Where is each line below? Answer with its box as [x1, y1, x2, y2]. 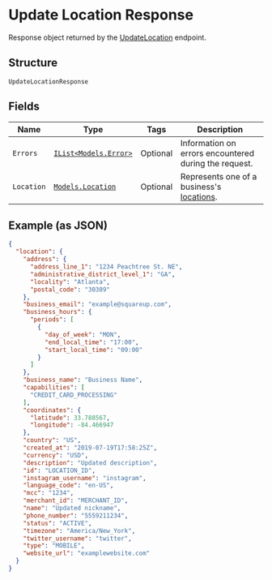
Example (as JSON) [8, 218, 108, 232]
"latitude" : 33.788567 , [29, 414, 111, 422]
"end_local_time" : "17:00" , [44, 338, 139, 346]
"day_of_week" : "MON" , [44, 330, 121, 338]
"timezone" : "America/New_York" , [23, 526, 136, 535]
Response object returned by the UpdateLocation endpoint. [8, 32, 206, 42]
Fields [8, 100, 40, 114]
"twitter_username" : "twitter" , [23, 534, 132, 543]
